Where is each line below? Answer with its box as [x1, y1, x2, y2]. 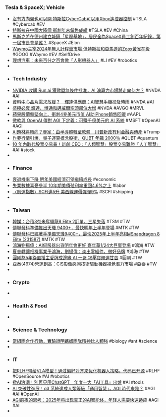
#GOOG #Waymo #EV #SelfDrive [12, 52, 80, 58]
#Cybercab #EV [12, 21, 46, 27]
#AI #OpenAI [12, 391, 39, 397]
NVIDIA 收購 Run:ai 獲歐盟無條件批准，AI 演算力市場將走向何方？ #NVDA [12, 87, 161, 93]
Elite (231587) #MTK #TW [12, 237, 65, 242]
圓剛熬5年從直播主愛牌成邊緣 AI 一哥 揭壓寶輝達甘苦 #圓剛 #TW [12, 255, 142, 261]
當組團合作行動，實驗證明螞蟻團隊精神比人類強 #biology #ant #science [12, 338, 158, 344]
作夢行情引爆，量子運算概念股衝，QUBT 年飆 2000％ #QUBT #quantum [12, 135, 159, 141]
